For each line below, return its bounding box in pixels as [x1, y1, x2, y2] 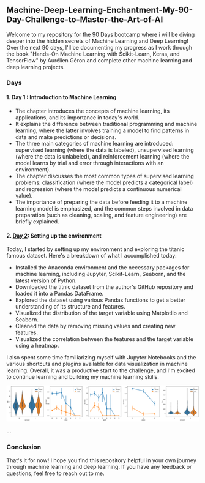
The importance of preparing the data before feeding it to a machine [15, 198, 188, 206]
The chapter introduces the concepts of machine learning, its [15, 107, 170, 114]
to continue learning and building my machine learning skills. [6, 373, 159, 381]
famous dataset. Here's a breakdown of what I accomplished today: [6, 252, 177, 260]
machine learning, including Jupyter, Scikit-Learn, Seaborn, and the [15, 271, 186, 278]
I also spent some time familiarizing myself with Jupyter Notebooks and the [6, 354, 196, 361]
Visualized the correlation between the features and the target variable [15, 335, 194, 343]
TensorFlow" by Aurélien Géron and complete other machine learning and [6, 56, 192, 64]
